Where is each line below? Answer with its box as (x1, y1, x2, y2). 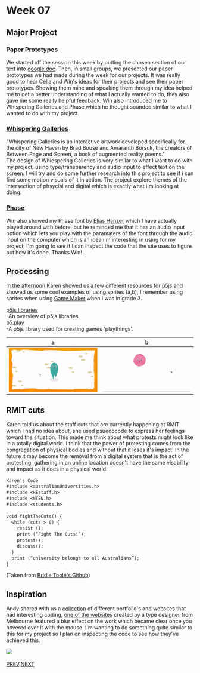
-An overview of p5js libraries (6, 313, 79, 320)
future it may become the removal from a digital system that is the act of (6, 453, 183, 460)
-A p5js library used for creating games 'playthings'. (6, 325, 134, 333)
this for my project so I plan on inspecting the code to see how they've (6, 631, 179, 638)
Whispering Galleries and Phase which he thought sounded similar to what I (6, 103, 192, 110)
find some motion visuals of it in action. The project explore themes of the (6, 176, 187, 183)
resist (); (17, 526, 44, 531)
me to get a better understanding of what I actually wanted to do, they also (6, 90, 189, 97)
